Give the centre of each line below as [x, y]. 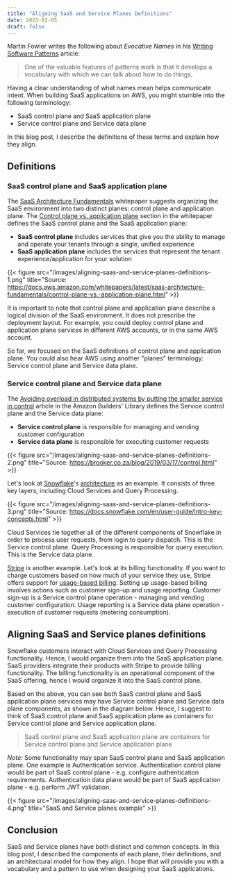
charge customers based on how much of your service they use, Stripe [109, 575]
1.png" [16, 280]
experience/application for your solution [74, 259]
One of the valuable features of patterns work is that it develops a [118, 67]
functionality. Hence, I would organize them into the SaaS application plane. [115, 658]
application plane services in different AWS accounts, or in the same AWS [113, 330]
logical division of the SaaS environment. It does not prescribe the [101, 315]
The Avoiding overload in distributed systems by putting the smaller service [115, 399]
